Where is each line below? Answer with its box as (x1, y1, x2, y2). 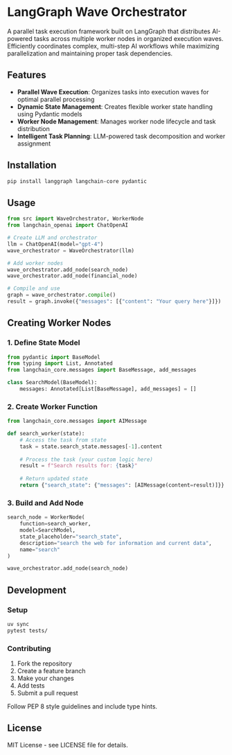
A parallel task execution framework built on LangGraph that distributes (7, 27, 211, 35)
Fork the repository (17, 659, 73, 668)
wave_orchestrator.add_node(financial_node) (7, 272, 138, 279)
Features (7, 69, 46, 81)
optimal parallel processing (17, 95, 95, 103)
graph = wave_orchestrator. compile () (7, 292, 116, 299)
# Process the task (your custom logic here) (19, 455, 154, 463)
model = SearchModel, (19, 527, 76, 534)
